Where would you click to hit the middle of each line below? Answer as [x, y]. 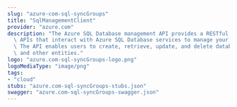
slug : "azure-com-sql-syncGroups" [58, 14]
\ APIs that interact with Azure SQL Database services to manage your [121, 40]
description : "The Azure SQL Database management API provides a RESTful [118, 33]
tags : [15, 73]
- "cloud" [22, 79]
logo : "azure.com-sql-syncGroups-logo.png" [72, 60]
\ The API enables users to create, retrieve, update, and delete [113, 46]
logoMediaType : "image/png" [49, 66]
